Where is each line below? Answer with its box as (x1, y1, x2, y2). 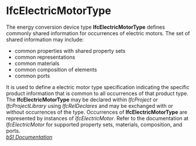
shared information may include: (6, 36, 84, 43)
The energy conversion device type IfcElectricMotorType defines (6, 23, 166, 30)
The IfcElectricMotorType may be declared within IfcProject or (6, 96, 158, 103)
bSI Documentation (6, 133, 53, 140)
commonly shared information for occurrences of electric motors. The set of (6, 29, 190, 36)
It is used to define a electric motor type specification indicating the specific (6, 83, 190, 90)
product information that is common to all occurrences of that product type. (6, 90, 188, 97)
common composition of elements (14, 66, 98, 73)
